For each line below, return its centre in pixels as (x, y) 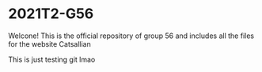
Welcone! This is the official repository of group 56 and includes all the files (131, 36)
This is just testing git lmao (52, 59)
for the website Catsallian (49, 44)
